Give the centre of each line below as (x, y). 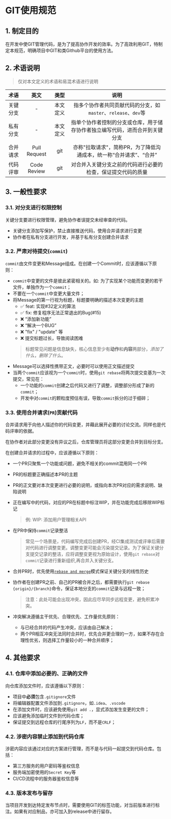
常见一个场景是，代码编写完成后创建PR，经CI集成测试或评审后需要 (95, 541)
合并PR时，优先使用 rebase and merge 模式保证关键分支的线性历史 (81, 572)
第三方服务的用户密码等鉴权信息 (46, 766)
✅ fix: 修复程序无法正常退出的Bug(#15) (61, 312)
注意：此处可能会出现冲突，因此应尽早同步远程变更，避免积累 (90, 600)
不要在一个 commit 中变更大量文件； (49, 293)
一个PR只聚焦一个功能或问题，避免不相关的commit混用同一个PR (80, 464)
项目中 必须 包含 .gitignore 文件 (44, 697)
